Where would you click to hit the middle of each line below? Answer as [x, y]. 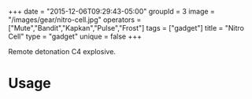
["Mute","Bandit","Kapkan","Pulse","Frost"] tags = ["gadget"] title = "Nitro [126, 28]
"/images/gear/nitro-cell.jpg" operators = [75, 20]
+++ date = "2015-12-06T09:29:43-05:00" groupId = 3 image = [111, 11]
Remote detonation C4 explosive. [62, 51]
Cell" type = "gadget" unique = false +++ [75, 36]
